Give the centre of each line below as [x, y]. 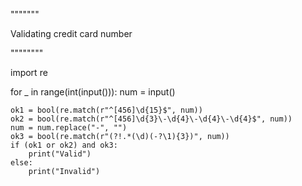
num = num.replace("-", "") [69, 128]
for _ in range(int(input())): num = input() [93, 92]
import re [29, 72]
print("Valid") [60, 154]
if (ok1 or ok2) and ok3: [64, 145]
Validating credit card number [71, 33]
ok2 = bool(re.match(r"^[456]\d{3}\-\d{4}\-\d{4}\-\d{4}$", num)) [151, 119]
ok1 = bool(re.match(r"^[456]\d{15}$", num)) [106, 110]
